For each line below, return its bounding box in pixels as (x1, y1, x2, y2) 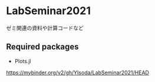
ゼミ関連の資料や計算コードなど (6, 24, 84, 31)
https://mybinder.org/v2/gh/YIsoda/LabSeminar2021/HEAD (6, 69, 149, 76)
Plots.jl (14, 57, 31, 64)
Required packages (6, 42, 79, 52)
